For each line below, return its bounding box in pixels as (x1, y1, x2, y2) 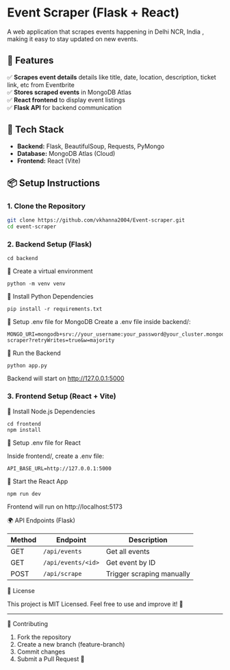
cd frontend (7, 420, 41, 427)
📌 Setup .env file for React (7, 438, 81, 447)
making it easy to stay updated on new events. (7, 34, 138, 43)
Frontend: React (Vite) (16, 157, 81, 165)
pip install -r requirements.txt (7, 305, 103, 313)
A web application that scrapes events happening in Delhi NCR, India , (7, 27, 204, 36)
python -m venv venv (7, 280, 66, 288)
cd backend (7, 255, 38, 262)
